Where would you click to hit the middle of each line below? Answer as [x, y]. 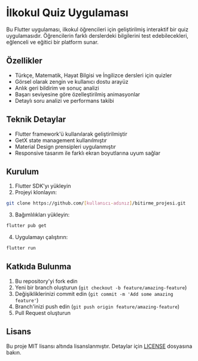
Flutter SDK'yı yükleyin [43, 186]
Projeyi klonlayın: [36, 192]
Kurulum [23, 171]
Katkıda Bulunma [39, 267]
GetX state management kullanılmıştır [61, 140]
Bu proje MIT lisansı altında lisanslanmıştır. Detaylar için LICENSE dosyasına [99, 346]
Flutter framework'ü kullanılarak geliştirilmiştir [71, 134]
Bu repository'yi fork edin [46, 281]
